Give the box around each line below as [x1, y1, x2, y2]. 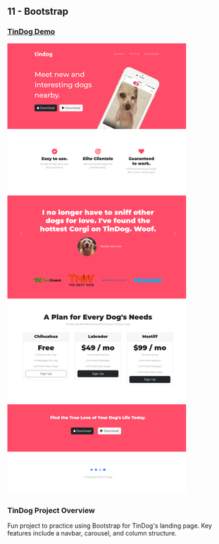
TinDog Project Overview [7, 505, 95, 515]
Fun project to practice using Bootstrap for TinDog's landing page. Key [7, 521, 213, 530]
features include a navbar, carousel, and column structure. [7, 528, 177, 537]
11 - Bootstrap [7, 6, 69, 18]
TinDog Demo [7, 27, 56, 37]
